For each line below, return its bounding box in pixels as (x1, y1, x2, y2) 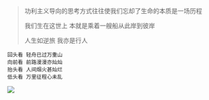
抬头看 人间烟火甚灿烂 (7, 66, 63, 73)
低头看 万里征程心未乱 (7, 74, 63, 81)
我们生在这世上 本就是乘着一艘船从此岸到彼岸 (24, 22, 155, 30)
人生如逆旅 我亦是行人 (24, 36, 88, 44)
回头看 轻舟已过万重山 (7, 51, 63, 58)
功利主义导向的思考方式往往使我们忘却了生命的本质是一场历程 (24, 7, 203, 15)
